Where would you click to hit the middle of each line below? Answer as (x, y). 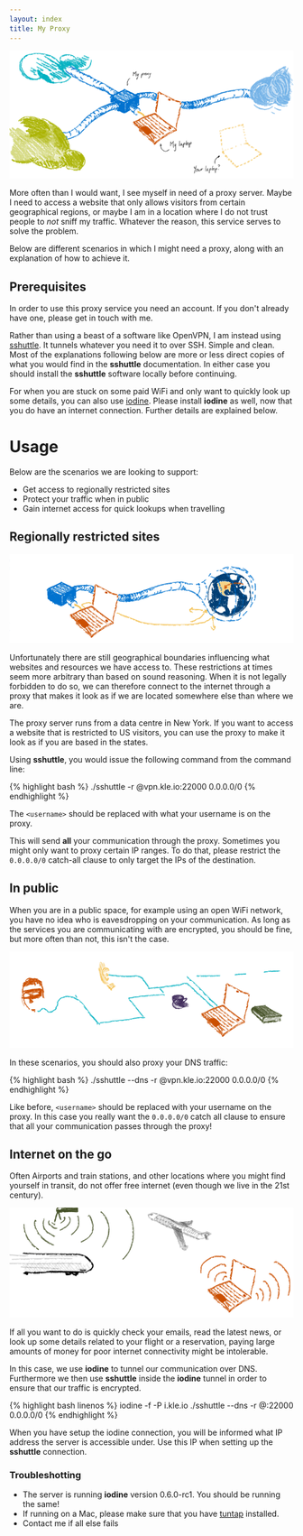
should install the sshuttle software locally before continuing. (123, 374)
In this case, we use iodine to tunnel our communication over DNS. (133, 1368)
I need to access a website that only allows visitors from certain (128, 202)
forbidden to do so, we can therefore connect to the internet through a (140, 686)
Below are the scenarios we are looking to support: (104, 472)
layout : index (36, 19)
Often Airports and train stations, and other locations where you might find (147, 1176)
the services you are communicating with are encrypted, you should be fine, (151, 929)
